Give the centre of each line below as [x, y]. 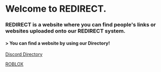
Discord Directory [24, 54]
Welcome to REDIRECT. [56, 9]
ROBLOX [15, 64]
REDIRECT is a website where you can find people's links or [81, 25]
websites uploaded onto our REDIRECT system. [65, 31]
